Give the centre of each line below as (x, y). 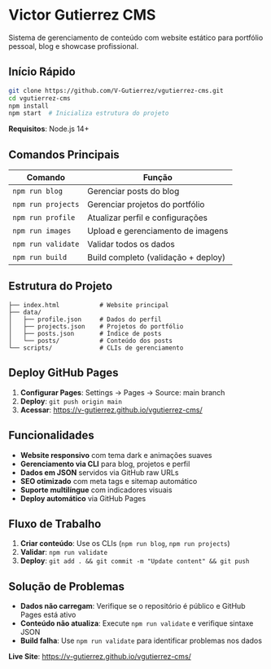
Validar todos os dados (131, 244)
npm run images (42, 231)
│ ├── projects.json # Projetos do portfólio (96, 326)
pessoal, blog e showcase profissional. (74, 46)
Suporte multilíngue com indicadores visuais (96, 490)
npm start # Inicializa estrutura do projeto (89, 113)
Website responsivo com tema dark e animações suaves (116, 455)
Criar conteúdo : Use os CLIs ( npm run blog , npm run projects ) (125, 544)
